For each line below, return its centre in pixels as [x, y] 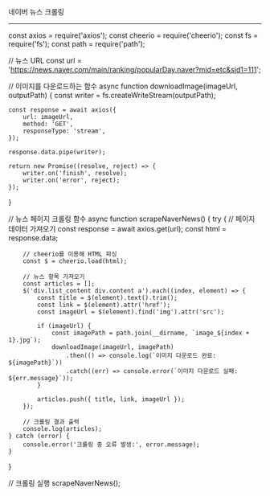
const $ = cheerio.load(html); [75, 261]
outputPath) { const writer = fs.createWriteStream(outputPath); [112, 95]
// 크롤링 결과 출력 [51, 422]
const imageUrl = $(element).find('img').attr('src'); [131, 312]
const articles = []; [59, 284]
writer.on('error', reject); [72, 180]
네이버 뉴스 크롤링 [36, 12]
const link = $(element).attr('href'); [104, 305]
